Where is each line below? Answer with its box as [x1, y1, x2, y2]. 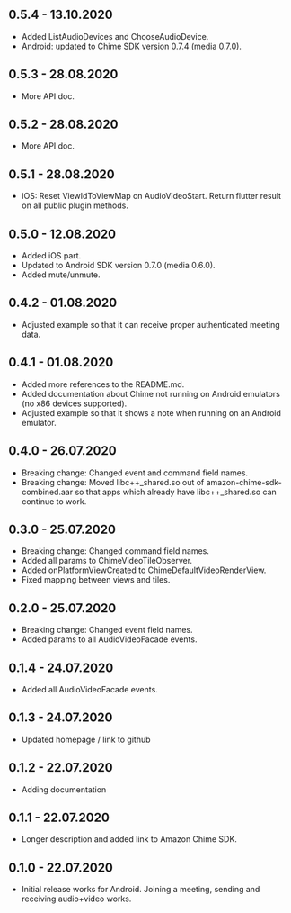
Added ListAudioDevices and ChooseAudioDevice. [21, 31, 209, 41]
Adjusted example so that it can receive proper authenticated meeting [21, 319, 280, 330]
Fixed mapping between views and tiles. [21, 574, 171, 585]
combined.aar [21, 486, 74, 497]
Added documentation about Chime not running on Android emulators [21, 388, 280, 399]
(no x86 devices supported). [21, 398, 128, 409]
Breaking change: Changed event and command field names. [21, 467, 249, 478]
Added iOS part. [21, 250, 82, 261]
